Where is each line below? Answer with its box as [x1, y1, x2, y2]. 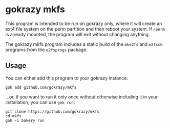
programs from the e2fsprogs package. [5, 46, 88, 53]
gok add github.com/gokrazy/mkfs [5, 85, 77, 90]
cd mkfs [5, 113, 22, 118]
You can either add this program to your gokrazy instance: [5, 75, 129, 81]
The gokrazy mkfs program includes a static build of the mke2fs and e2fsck [5, 41, 163, 47]
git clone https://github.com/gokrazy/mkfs [5, 109, 100, 114]
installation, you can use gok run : [5, 99, 75, 105]
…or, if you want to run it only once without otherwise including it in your [5, 93, 158, 100]
